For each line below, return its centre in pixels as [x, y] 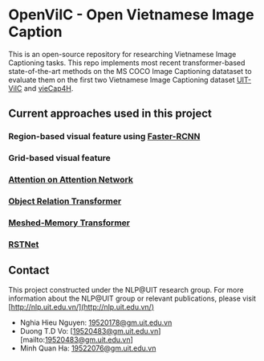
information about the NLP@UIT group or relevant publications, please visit [132, 298]
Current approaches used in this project [110, 114]
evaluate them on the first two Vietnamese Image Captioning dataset [122, 80]
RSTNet [24, 244]
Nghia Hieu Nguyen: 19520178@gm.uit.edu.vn [96, 322]
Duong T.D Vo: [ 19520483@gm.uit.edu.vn [89, 330]
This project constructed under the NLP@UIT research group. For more [126, 289]
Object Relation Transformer [65, 201]
